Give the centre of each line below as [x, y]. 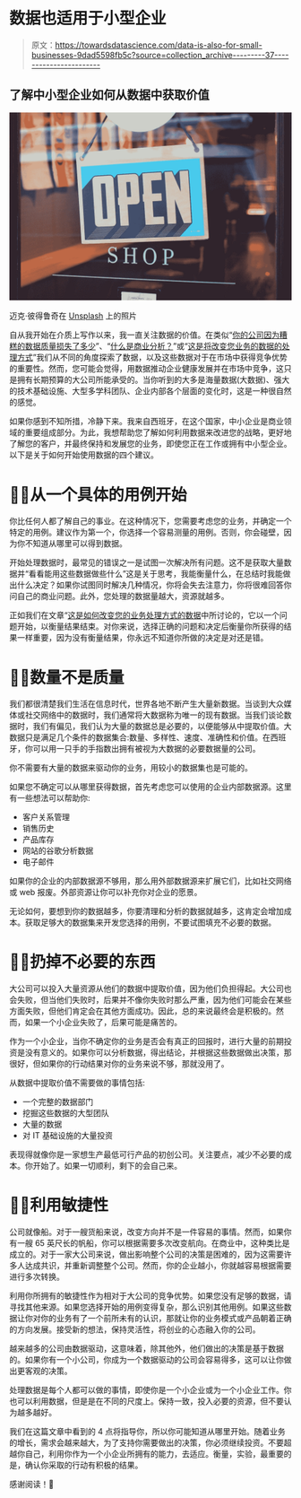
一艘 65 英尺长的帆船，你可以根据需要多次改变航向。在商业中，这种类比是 [153, 1243]
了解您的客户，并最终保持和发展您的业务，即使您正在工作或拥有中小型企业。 [150, 444]
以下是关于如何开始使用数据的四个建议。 [84, 455]
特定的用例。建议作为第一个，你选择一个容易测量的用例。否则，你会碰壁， [146, 532]
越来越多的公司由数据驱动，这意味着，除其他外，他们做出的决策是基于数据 [146, 1349]
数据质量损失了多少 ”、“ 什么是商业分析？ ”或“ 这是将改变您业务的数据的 [153, 346]
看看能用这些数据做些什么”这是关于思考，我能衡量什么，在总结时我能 [156, 574]
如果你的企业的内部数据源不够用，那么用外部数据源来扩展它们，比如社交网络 [150, 881]
